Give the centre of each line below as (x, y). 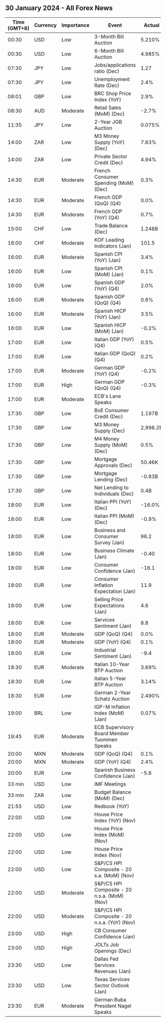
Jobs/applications (115, 65)
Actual (151, 25)
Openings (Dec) (113, 951)
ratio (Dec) (107, 71)
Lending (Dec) (111, 479)
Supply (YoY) (109, 142)
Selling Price (109, 599)
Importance (76, 25)
